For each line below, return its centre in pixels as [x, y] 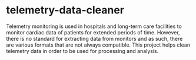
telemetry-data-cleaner [65, 10]
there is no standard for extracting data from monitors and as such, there [94, 38]
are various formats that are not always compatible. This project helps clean [98, 45]
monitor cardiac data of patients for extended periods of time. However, [93, 32]
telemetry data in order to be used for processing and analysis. [82, 51]
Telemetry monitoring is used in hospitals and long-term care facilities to [94, 26]
